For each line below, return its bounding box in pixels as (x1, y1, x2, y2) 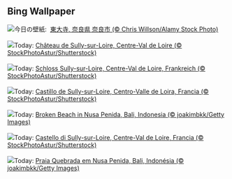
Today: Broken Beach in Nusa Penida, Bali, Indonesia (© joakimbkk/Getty (14, 110, 225, 118)
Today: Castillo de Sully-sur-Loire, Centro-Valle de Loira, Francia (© (14, 87, 210, 95)
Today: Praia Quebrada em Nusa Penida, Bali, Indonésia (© (14, 156, 184, 164)
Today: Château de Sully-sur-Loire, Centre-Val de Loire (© (14, 41, 182, 49)
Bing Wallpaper (7, 6, 75, 17)
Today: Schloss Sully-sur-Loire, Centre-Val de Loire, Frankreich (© (14, 64, 206, 72)
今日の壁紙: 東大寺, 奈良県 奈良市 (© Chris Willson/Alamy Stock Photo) (14, 24, 219, 33)
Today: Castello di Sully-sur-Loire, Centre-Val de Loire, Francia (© (14, 133, 204, 141)
